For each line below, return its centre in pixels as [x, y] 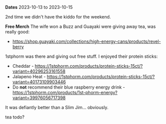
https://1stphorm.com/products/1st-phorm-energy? [65, 92]
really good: [17, 32]
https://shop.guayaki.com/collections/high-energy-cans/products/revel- [86, 41]
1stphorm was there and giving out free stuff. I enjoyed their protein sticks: [82, 56]
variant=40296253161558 [39, 71]
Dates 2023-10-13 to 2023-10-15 [39, 7]
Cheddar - [23, 66]
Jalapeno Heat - [29, 76]
